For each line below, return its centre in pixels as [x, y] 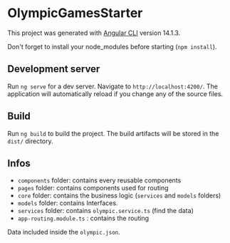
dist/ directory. [30, 141]
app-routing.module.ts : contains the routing [83, 218]
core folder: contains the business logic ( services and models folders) [119, 196]
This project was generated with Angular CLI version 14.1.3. [94, 33]
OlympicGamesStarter [75, 13]
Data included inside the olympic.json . [64, 232]
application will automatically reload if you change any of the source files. [115, 93]
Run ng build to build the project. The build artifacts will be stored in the [113, 133]
